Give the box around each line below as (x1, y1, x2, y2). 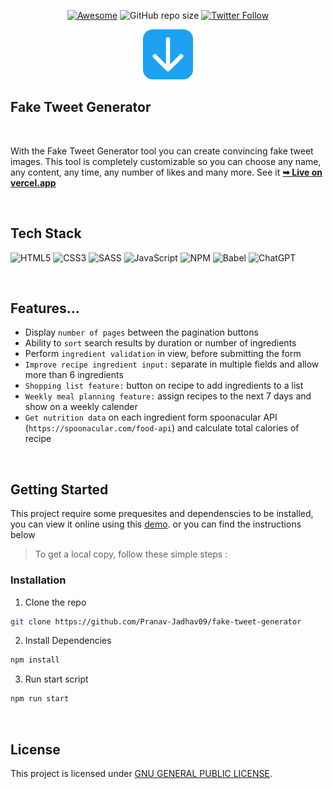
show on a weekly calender (24, 401, 138, 413)
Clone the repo (24, 596, 87, 608)
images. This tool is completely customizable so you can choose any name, (10, 155, 322, 167)
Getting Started (10, 481, 109, 498)
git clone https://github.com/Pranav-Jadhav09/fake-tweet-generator (10, 616, 302, 627)
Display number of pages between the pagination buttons (24, 326, 259, 339)
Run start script (24, 673, 89, 685)
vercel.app (10, 176, 57, 189)
